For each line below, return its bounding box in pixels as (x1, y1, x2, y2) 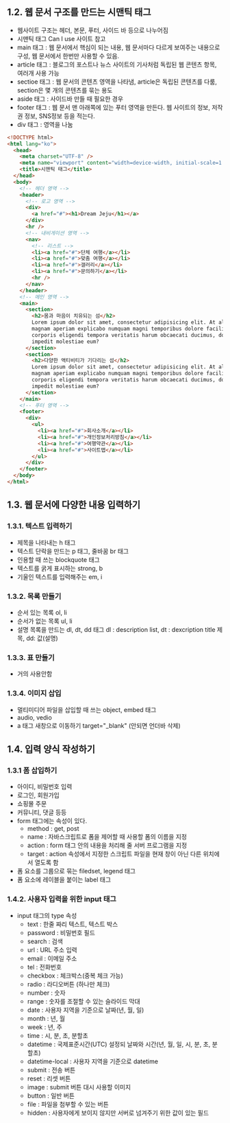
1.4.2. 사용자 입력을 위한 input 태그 (7, 895, 116, 904)
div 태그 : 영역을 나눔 (16, 120, 73, 128)
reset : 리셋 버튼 (27, 1074, 71, 1083)
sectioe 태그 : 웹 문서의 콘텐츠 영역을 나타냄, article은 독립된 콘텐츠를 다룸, (16, 78, 218, 86)
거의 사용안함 (16, 670, 53, 678)
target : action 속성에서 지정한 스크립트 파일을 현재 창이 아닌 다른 (27, 850, 202, 858)
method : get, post (27, 825, 79, 833)
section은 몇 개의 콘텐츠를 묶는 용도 (16, 86, 113, 94)
